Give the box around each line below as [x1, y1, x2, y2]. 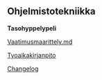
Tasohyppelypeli [7, 24, 57, 32]
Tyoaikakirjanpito [7, 51, 56, 59]
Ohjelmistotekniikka [7, 6, 96, 17]
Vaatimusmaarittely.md [7, 38, 73, 46]
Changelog [7, 64, 39, 72]
